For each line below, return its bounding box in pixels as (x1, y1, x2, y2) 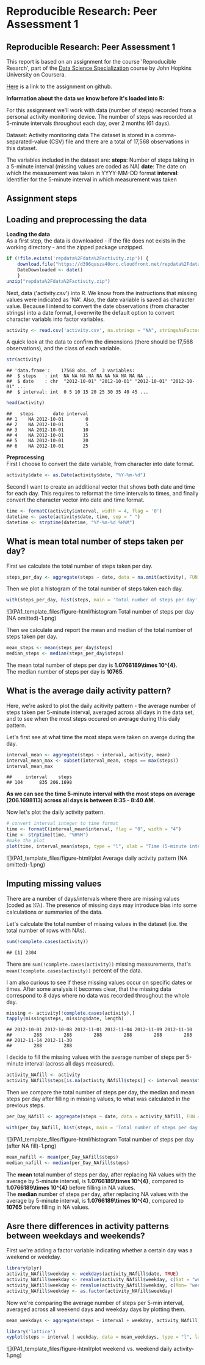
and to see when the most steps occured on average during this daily (6, 715, 181, 722)
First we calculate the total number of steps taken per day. (6, 562, 153, 570)
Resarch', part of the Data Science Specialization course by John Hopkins (6, 64, 192, 72)
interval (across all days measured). (24, 1060, 115, 1067)
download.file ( (17, 261, 56, 268)
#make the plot (6, 838, 45, 844)
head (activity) (6, 400, 45, 406)
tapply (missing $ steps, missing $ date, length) (6, 1015, 124, 1022)
